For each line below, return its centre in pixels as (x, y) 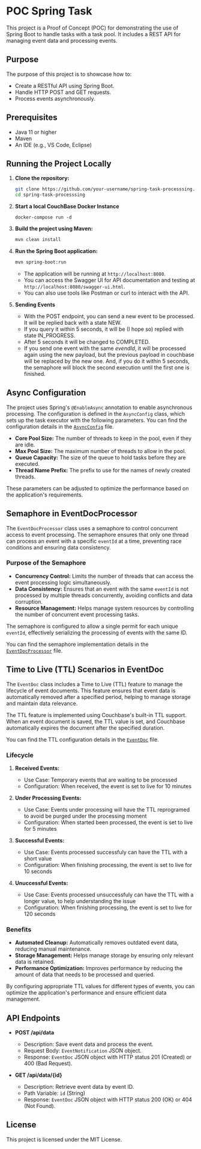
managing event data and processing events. (62, 40)
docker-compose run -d (43, 218)
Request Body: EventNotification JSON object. (83, 1051)
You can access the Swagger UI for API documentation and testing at (109, 280)
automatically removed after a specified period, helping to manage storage (98, 697)
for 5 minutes (40, 828)
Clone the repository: (42, 178)
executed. (27, 464)
